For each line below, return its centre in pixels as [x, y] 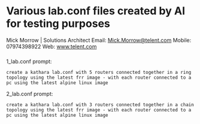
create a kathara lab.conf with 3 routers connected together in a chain [100, 105]
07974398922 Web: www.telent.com [51, 46]
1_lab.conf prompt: [29, 61]
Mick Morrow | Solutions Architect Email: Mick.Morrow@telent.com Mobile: [99, 40]
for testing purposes [58, 24]
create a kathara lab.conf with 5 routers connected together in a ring [99, 72]
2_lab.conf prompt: [30, 94]
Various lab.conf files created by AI [96, 11]
